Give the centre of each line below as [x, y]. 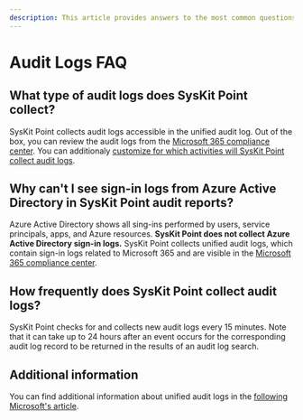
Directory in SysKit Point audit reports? [122, 203]
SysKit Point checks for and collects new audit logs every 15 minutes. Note [148, 327]
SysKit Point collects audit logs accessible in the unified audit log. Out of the [151, 131]
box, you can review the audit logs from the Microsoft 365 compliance [140, 141]
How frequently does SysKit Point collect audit [143, 291]
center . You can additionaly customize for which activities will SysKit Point [147, 151]
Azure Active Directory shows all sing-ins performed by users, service [140, 224]
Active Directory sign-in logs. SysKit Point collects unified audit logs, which [151, 244]
